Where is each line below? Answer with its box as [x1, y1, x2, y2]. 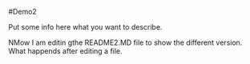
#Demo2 [8, 7, 38, 16]
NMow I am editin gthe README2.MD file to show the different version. [8, 38, 243, 47]
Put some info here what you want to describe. [8, 22, 163, 31]
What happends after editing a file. [8, 46, 123, 55]
